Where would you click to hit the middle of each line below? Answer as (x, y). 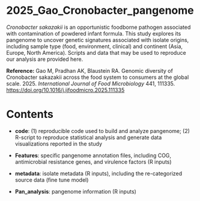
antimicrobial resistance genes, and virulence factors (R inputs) (93, 162)
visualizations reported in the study (59, 144)
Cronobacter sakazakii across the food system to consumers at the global (98, 77)
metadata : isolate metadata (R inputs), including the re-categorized (98, 173)
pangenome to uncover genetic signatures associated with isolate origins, (98, 40)
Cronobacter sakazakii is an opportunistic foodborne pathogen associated (98, 27)
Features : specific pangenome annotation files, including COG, (93, 155)
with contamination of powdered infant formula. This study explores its (94, 33)
